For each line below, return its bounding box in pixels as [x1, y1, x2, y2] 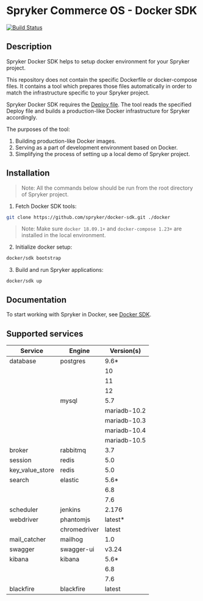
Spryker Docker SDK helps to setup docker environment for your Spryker [6, 57, 190, 65]
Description [6, 41, 52, 52]
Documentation [6, 294, 67, 305]
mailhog [60, 535, 84, 543]
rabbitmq [60, 446, 87, 454]
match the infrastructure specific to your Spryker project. [6, 89, 150, 96]
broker [9, 446, 29, 454]
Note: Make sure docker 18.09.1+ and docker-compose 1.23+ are [21, 225, 182, 232]
